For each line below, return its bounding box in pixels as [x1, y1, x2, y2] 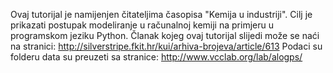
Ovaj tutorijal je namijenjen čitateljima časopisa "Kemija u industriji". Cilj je [10, 9, 313, 20]
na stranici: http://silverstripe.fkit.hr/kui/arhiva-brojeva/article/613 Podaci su [10, 40, 323, 52]
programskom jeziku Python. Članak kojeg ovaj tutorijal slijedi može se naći [10, 30, 320, 41]
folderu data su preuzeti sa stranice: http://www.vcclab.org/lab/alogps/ [10, 51, 303, 63]
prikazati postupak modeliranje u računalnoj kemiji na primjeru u [10, 19, 274, 31]
